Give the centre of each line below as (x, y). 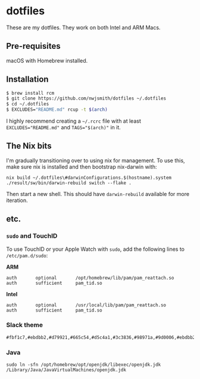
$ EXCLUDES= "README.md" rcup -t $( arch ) (57, 110)
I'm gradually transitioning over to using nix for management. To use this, (96, 160)
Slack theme (25, 325)
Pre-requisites (33, 46)
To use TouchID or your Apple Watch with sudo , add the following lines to (95, 249)
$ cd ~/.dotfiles (28, 104)
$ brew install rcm (30, 93)
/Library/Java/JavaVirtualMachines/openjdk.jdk (66, 370)
